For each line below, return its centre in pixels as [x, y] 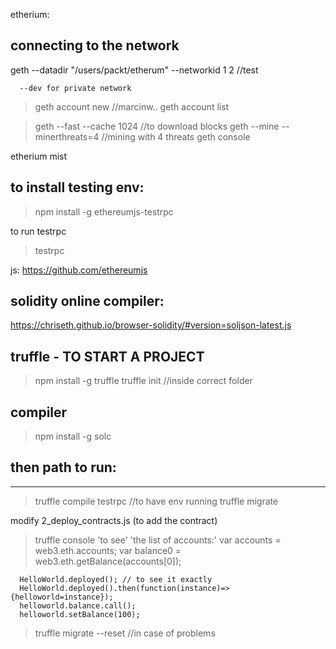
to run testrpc [38, 231]
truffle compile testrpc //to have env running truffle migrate [156, 501]
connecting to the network [95, 45]
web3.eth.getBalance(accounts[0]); [108, 561]
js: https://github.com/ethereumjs [79, 270]
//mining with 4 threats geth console [176, 136]
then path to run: [63, 467]
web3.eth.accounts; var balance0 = [108, 550]
